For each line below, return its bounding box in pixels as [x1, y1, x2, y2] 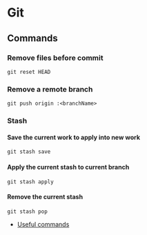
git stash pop [7, 208, 48, 215]
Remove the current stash [7, 193, 84, 201]
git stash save [7, 148, 51, 156]
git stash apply [7, 178, 54, 185]
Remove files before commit [7, 53, 104, 63]
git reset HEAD [7, 68, 51, 75]
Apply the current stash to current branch [7, 163, 130, 171]
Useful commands [17, 220, 70, 228]
